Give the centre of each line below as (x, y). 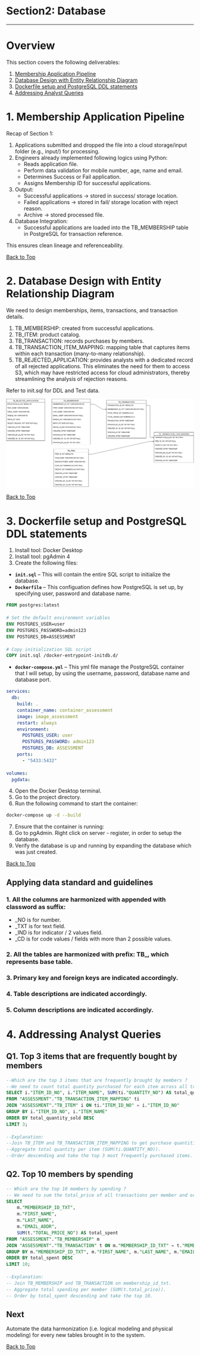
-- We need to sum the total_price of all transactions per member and (97, 1195)
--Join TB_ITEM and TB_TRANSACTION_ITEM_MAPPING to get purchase (89, 1143)
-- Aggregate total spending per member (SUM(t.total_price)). (86, 1289)
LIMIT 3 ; (17, 1124)
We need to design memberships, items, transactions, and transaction (92, 310)
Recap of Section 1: (30, 133)
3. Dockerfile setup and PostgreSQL (96, 521)
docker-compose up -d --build (44, 815)
